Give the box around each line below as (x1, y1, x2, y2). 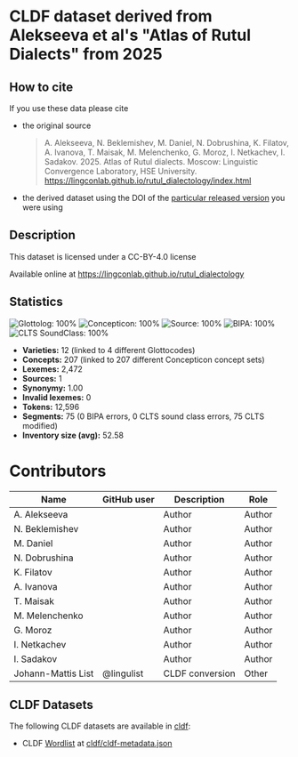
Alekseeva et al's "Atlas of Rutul (9, 25, 252, 45)
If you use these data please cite (9, 103, 129, 113)
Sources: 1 (21, 373, 62, 383)
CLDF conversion (163, 667, 236, 680)
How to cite (9, 79, 74, 94)
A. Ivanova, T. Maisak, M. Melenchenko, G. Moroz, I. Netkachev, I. (44, 147, 286, 157)
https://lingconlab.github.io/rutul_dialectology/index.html (44, 175, 252, 186)
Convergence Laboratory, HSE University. (44, 166, 197, 176)
